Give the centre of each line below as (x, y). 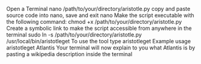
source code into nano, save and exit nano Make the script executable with (100, 15)
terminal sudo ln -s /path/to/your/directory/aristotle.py (74, 35)
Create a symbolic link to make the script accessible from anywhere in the (99, 28)
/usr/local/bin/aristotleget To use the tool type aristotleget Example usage (99, 41)
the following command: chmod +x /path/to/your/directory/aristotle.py (94, 22)
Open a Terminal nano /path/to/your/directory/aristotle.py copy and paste (98, 9)
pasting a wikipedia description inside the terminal (69, 54)
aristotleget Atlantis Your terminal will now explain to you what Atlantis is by (101, 48)
